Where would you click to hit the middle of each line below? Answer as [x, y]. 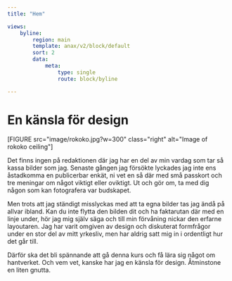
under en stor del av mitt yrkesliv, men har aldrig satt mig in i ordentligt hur [115, 234]
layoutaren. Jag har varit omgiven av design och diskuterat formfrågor [109, 227]
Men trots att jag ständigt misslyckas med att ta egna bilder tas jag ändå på [116, 204]
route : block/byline [88, 79]
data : [41, 60]
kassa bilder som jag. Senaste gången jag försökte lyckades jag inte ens [112, 168]
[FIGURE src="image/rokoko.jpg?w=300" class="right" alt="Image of [108, 139]
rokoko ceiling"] [30, 147]
